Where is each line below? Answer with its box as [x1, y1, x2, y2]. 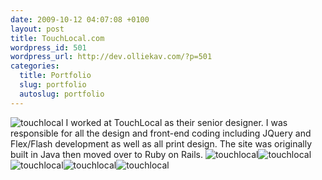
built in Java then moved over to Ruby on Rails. [10, 148, 203, 160]
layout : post [10, 24, 65, 34]
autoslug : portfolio [19, 89, 105, 99]
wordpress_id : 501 [10, 42, 87, 53]
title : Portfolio [19, 71, 92, 81]
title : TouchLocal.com [10, 33, 105, 43]
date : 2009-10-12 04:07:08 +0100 [10, 14, 150, 25]
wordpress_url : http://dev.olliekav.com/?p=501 [10, 52, 213, 62]
